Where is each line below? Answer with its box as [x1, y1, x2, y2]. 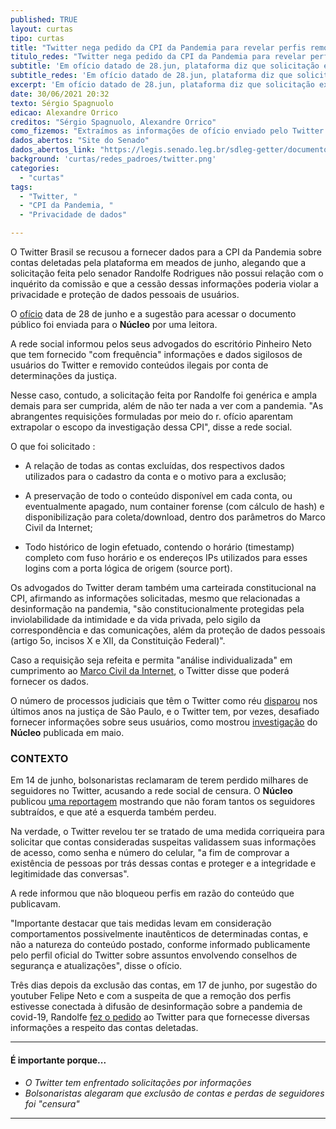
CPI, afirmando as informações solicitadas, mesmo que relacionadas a [10, 592, 301, 604]
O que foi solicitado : [10, 441, 96, 452]
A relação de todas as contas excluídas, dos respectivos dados [24, 460, 285, 471]
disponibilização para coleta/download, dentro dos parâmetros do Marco [24, 511, 326, 523]
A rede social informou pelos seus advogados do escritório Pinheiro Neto [10, 338, 312, 350]
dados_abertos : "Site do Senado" [10, 136, 150, 146]
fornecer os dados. [10, 676, 90, 687]
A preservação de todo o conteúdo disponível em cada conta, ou [24, 490, 293, 501]
